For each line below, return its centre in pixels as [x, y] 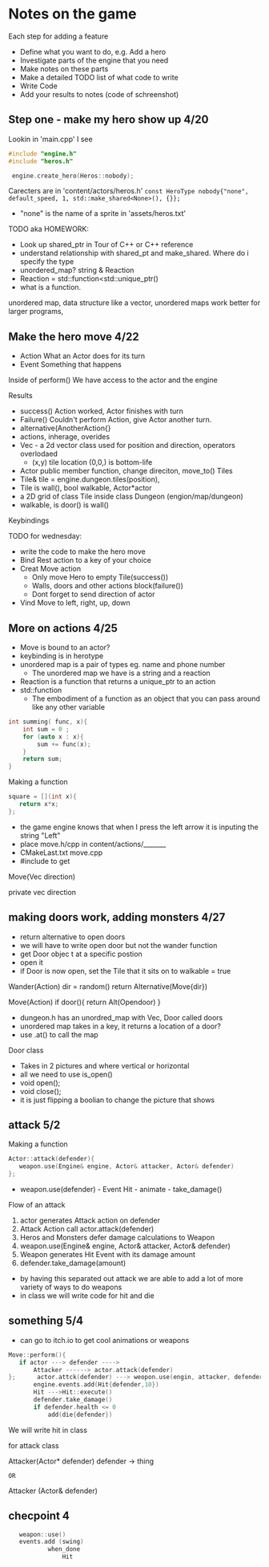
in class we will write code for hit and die [87, 1296]
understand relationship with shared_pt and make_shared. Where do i [134, 253]
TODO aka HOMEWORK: [49, 229]
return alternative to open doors [72, 937]
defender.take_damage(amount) [73, 1263]
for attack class [34, 1445]
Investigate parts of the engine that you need [94, 60]
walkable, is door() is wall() [64, 505]
